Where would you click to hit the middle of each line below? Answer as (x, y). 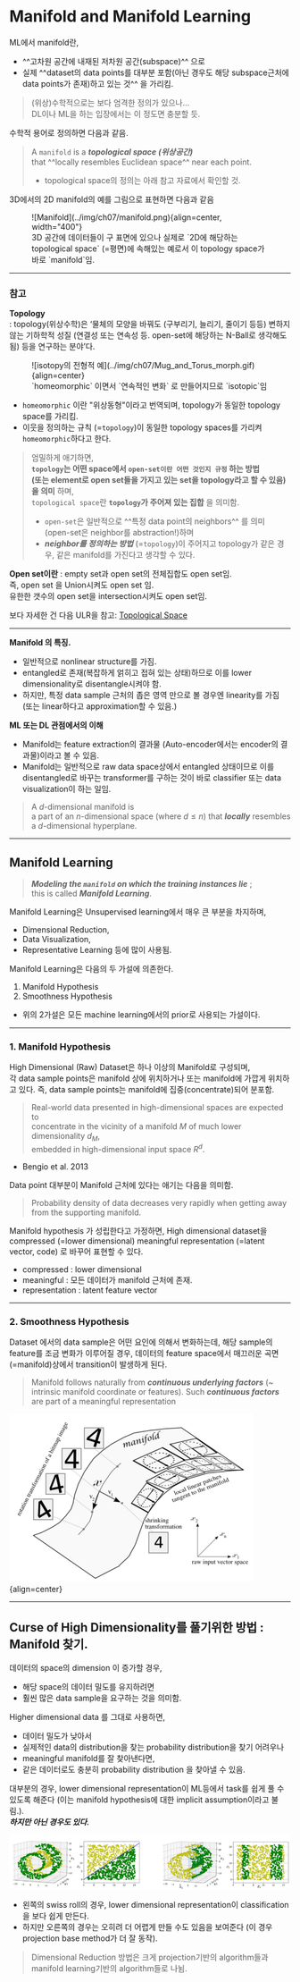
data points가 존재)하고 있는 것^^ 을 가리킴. (98, 83)
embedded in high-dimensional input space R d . (118, 1148)
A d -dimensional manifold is (83, 807)
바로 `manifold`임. (63, 259)
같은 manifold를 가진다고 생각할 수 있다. (126, 555)
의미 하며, (57, 491)
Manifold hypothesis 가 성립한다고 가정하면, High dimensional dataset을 (138, 1230)
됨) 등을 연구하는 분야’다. (52, 347)
